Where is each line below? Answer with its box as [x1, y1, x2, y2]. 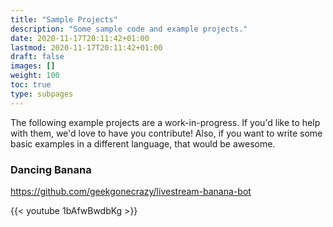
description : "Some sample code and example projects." [10, 24, 248, 34]
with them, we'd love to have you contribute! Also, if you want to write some [10, 127, 323, 139]
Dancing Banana [10, 162, 92, 176]
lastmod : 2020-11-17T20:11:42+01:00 [10, 42, 163, 53]
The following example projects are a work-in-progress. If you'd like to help [10, 116, 321, 128]
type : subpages [10, 89, 74, 99]
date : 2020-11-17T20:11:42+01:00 [10, 33, 150, 43]
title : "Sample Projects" [10, 14, 118, 25]
